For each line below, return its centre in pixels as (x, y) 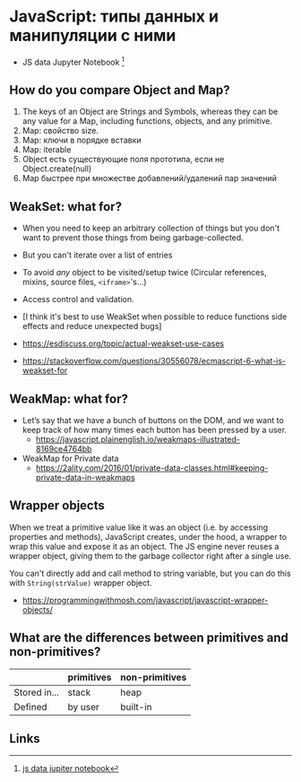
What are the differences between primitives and (149, 638)
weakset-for (45, 370)
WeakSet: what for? (66, 207)
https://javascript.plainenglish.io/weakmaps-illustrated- (138, 439)
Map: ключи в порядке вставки (82, 140)
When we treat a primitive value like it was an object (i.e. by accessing (139, 527)
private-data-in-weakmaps (86, 478)
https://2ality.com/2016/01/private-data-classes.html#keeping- (152, 468)
